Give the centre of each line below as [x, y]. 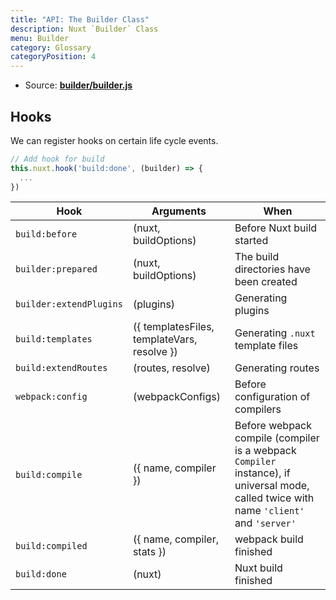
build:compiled [51, 546]
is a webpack [265, 451]
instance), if [262, 473]
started [251, 241]
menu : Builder [40, 38]
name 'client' [269, 511]
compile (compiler [277, 438]
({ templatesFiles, [173, 327]
